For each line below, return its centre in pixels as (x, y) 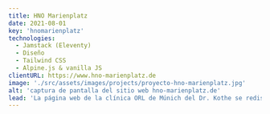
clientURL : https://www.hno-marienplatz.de (82, 75)
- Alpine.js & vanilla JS (59, 68)
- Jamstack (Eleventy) (53, 46)
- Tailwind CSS (41, 61)
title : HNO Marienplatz (48, 16)
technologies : (32, 38)
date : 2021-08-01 (37, 23)
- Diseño (30, 53)
